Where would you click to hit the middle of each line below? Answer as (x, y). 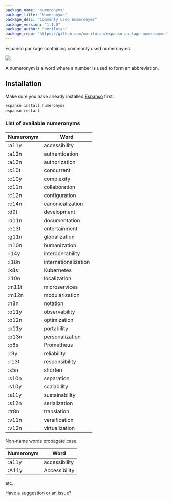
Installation (24, 84)
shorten (53, 370)
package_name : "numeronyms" (35, 10)
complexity (57, 179)
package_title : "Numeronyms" (36, 15)
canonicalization (63, 204)
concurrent (57, 170)
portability (56, 328)
